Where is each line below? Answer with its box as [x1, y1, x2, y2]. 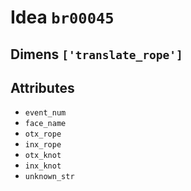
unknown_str [24, 172, 75, 182]
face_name [24, 119, 67, 129]
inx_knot [24, 161, 62, 171]
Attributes [10, 79, 75, 96]
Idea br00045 [10, 6, 115, 29]
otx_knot [24, 151, 62, 161]
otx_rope [24, 129, 62, 140]
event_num [24, 108, 67, 118]
